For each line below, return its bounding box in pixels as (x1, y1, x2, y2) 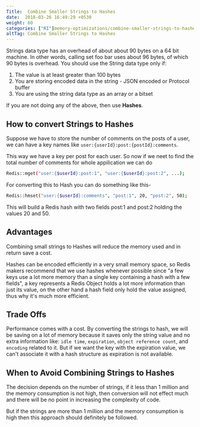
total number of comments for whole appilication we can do (6, 159, 153, 166)
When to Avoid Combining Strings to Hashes (6, 368, 174, 378)
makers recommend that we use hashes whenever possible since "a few (6, 267, 184, 274)
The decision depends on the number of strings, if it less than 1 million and (6, 384, 189, 391)
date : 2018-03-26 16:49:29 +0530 (6, 14, 92, 20)
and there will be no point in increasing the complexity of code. (6, 396, 161, 403)
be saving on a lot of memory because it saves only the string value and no (6, 331, 190, 339)
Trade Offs (6, 309, 46, 319)
